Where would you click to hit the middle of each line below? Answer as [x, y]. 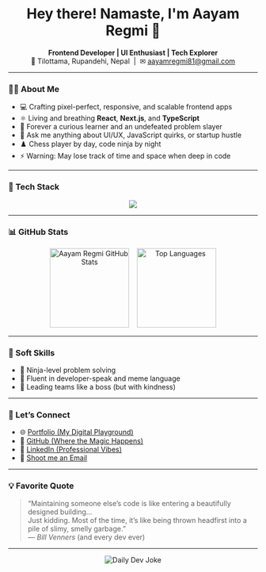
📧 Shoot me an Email [53, 458]
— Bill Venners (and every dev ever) [86, 537]
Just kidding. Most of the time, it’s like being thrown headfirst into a [137, 520]
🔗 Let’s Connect [39, 415]
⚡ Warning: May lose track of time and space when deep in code [125, 156]
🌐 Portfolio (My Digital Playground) [76, 432]
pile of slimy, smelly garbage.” [77, 528]
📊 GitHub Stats [38, 232]
